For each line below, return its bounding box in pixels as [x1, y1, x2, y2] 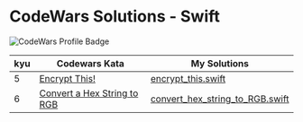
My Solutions [190, 57, 250, 69]
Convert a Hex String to [39, 87, 139, 100]
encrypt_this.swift [150, 72, 226, 84]
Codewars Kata [56, 57, 124, 69]
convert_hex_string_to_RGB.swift [150, 92, 289, 105]
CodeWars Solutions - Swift [9, 6, 221, 27]
